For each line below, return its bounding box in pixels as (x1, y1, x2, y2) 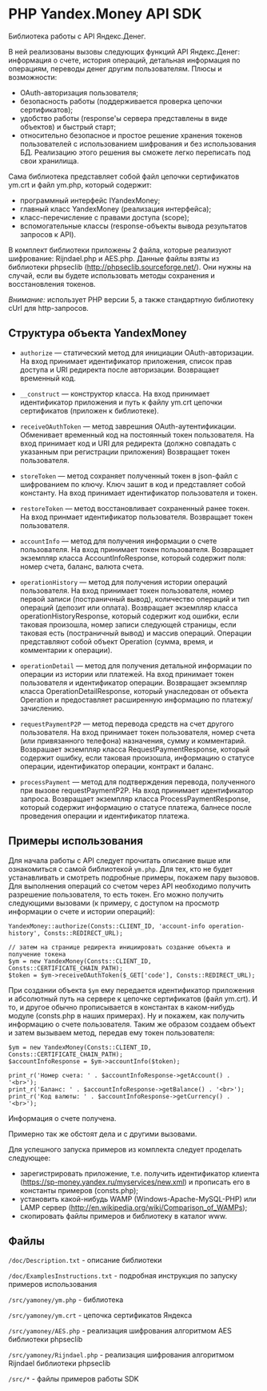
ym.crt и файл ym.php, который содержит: (8, 179, 152, 189)
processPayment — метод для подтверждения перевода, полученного (19, 776, 256, 786)
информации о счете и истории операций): (8, 906, 156, 916)
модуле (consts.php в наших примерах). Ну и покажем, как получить (8, 1010, 245, 1020)
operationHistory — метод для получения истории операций (19, 577, 228, 587)
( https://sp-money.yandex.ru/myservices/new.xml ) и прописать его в (19, 1177, 250, 1187)
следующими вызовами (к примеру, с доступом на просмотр (8, 898, 220, 908)
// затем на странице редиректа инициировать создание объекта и (8, 943, 230, 951)
